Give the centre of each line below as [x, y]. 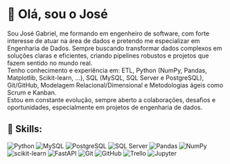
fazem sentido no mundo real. [50, 63]
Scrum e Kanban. [32, 92]
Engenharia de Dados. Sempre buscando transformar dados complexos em [115, 48]
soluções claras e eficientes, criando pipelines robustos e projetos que [108, 56]
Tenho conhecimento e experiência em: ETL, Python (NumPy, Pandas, [107, 70]
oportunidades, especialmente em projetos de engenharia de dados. [105, 107]
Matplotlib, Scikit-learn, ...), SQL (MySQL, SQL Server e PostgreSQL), [106, 77]
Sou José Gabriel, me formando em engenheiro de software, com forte [108, 33]
